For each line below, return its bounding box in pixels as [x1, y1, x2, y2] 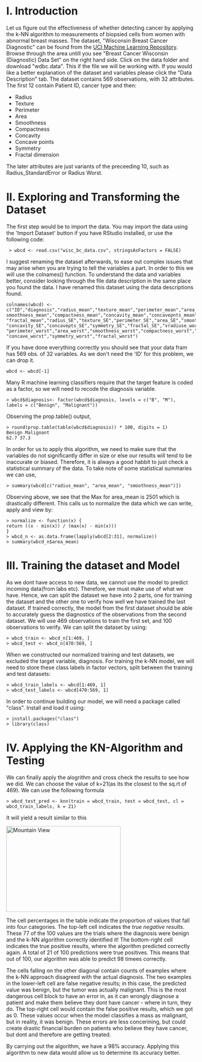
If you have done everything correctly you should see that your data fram [6, 343, 188, 351]
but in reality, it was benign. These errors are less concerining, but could [6, 1018, 186, 1025]
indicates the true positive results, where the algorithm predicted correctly [6, 942, 191, 949]
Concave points [14, 138, 54, 145]
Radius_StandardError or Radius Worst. [6, 169, 103, 176]
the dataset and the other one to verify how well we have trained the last [6, 598, 186, 605]
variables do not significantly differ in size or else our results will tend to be [6, 452, 192, 459]
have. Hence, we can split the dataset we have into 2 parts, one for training [6, 592, 192, 599]
